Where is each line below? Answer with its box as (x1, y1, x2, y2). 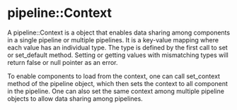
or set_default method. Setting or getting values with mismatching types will (7, 51, 229, 59)
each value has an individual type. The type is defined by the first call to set (7, 43, 228, 51)
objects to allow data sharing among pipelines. (7, 94, 143, 103)
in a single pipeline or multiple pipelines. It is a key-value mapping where (7, 35, 219, 44)
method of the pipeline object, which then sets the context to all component (7, 79, 229, 87)
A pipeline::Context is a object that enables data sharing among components (7, 28, 231, 37)
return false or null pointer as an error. (7, 58, 118, 66)
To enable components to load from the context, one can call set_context (7, 72, 221, 80)
